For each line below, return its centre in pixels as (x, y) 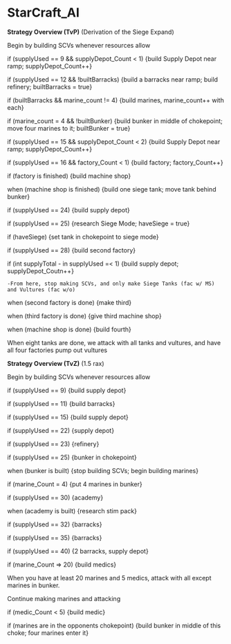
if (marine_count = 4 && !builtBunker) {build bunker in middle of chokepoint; (115, 121)
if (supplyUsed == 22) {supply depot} (61, 430)
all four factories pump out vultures (57, 350)
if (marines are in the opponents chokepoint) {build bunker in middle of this (114, 625)
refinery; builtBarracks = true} (50, 86)
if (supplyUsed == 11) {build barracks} (61, 403)
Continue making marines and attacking (64, 598)
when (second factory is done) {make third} (70, 302)
